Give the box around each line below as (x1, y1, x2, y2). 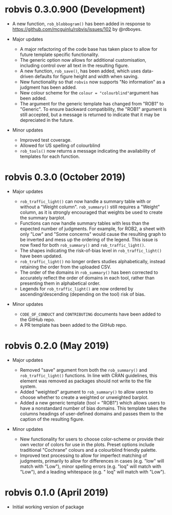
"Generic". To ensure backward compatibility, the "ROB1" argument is (20, 106, 167, 112)
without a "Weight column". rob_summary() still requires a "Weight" (20, 204, 160, 210)
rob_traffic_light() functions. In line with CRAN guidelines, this (20, 372, 158, 378)
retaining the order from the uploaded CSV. (20, 264, 111, 270)
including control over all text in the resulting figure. (20, 62, 129, 68)
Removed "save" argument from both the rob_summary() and (20, 366, 147, 373)
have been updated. (20, 253, 63, 259)
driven (20, 73, 34, 79)
